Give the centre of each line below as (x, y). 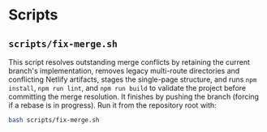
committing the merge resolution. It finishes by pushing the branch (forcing (134, 96)
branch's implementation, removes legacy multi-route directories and (124, 71)
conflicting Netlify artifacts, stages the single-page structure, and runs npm (133, 79)
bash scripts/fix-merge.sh (54, 120)
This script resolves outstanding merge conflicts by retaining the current (129, 62)
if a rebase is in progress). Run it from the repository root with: (112, 105)
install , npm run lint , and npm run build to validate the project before (127, 88)
